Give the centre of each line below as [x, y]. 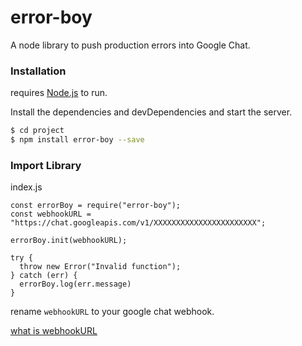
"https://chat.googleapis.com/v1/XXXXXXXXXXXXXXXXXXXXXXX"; [138, 223]
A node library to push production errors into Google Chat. [130, 45]
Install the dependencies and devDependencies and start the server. [151, 112]
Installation [38, 71]
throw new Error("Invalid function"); [100, 267]
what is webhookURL [54, 331]
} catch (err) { [44, 276]
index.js [26, 187]
